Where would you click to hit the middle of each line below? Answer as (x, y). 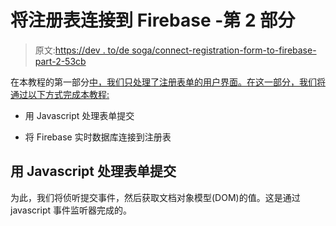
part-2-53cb (60, 61)
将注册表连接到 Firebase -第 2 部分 (153, 20)
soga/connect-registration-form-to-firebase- (224, 50)
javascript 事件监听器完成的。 (71, 210)
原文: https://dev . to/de (82, 50)
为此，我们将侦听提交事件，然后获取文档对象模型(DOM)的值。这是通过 (155, 197)
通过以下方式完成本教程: (60, 94)
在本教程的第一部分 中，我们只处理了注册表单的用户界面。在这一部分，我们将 (168, 82)
